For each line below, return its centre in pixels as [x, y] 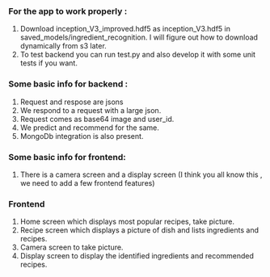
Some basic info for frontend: [67, 157]
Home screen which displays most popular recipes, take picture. [127, 222]
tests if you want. [49, 63]
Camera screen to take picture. [72, 247]
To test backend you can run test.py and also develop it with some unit [138, 55]
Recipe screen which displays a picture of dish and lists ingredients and [139, 230]
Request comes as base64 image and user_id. [97, 119]
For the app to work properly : [68, 11]
